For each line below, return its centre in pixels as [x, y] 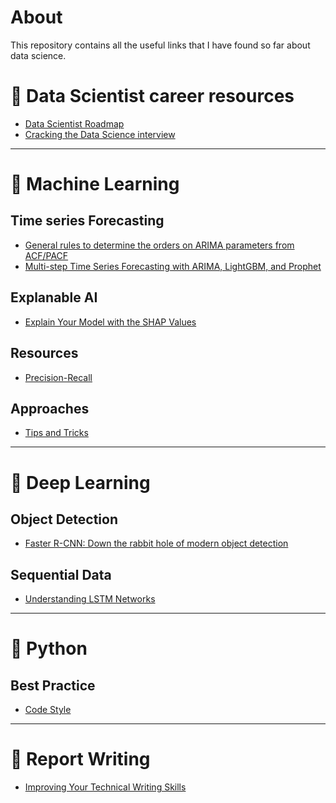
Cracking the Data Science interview [100, 134]
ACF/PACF [46, 255]
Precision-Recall [58, 377]
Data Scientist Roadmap [74, 123]
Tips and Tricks [56, 433]
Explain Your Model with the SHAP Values [110, 322]
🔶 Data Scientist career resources [152, 96]
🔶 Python [49, 648]
